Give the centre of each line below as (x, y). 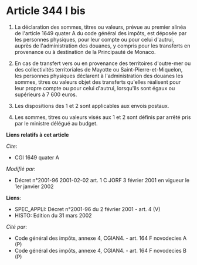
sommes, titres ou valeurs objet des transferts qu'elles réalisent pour (98, 82)
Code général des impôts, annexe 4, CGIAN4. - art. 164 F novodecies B (100, 250)
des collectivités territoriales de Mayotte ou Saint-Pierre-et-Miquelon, (98, 69)
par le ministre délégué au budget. (56, 123)
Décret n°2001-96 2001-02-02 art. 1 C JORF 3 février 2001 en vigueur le (102, 180)
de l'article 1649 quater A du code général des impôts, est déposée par (101, 33)
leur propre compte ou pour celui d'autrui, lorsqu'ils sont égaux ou (95, 88)
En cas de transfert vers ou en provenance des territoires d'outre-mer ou (103, 63)
